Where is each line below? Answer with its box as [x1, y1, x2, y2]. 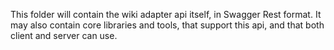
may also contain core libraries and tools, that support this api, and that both [10, 19, 325, 31]
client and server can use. [10, 30, 118, 41]
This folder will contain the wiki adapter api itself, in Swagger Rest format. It [10, 9, 322, 20]
